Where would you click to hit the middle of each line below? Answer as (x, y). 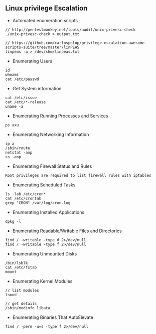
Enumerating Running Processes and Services (60, 116)
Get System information (37, 88)
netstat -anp (19, 152)
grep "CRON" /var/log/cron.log (38, 203)
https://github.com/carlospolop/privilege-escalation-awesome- (79, 43)
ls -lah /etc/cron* (26, 194)
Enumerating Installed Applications (48, 212)
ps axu (12, 125)
